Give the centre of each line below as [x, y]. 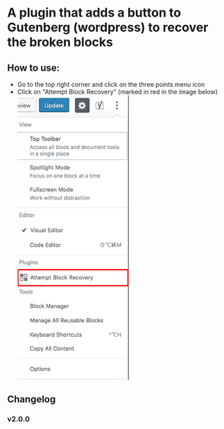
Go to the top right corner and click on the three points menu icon [111, 84]
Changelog [32, 400]
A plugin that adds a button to [94, 13]
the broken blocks [60, 42]
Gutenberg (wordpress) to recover [108, 27]
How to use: [34, 68]
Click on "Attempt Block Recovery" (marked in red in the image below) [118, 92]
